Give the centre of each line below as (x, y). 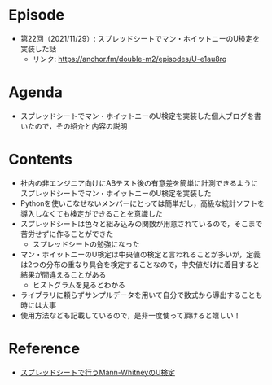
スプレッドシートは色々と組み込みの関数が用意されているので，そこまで (141, 223)
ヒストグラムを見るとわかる (79, 284)
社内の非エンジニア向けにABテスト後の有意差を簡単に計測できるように (139, 183)
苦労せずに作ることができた (67, 234)
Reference (44, 348)
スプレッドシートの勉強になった (86, 244)
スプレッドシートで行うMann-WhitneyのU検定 (98, 372)
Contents (41, 160)
